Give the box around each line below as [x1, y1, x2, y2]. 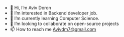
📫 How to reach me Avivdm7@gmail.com [10, 26, 96, 32]
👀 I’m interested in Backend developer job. [10, 10, 98, 16]
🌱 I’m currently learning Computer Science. [10, 15, 99, 21]
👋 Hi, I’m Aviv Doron [10, 5, 51, 10]
